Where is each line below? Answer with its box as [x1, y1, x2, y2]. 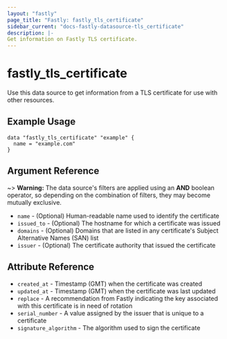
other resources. [7, 96, 55, 104]
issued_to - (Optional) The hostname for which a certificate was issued [17, 219, 221, 227]
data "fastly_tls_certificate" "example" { [7, 134, 135, 141]
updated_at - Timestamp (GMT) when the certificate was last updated [17, 286, 216, 295]
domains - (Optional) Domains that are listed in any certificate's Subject [17, 226, 219, 235]
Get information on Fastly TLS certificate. [7, 36, 138, 43]
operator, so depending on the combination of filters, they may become [7, 191, 211, 199]
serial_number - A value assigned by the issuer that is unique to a [17, 309, 204, 317]
